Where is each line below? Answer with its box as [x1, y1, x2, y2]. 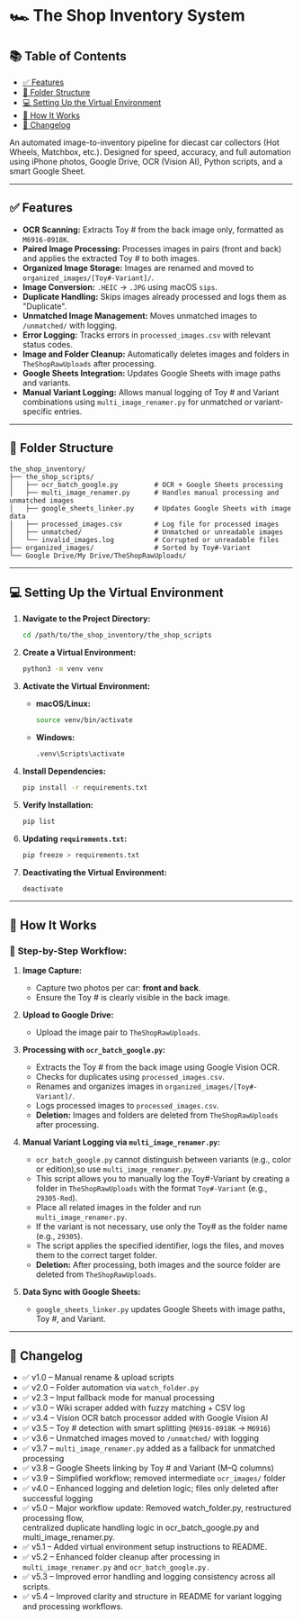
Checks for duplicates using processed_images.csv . [35, 1072, 225, 1082]
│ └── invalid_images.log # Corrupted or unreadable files [9, 535, 280, 544]
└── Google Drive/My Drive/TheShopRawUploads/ [9, 551, 187, 560]
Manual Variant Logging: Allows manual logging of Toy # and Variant [22, 386, 280, 397]
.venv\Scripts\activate [35, 749, 126, 759]
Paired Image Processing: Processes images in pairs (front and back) [22, 243, 282, 254]
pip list [22, 817, 56, 826]
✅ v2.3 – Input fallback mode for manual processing [22, 1391, 216, 1403]
